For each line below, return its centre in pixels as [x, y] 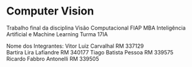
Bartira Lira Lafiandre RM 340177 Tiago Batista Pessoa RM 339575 [90, 52]
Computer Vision [50, 11]
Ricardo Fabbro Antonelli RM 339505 [53, 59]
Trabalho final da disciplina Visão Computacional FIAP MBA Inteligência [96, 28]
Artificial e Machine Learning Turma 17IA [57, 34]
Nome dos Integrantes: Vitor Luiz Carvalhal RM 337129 [75, 46]
